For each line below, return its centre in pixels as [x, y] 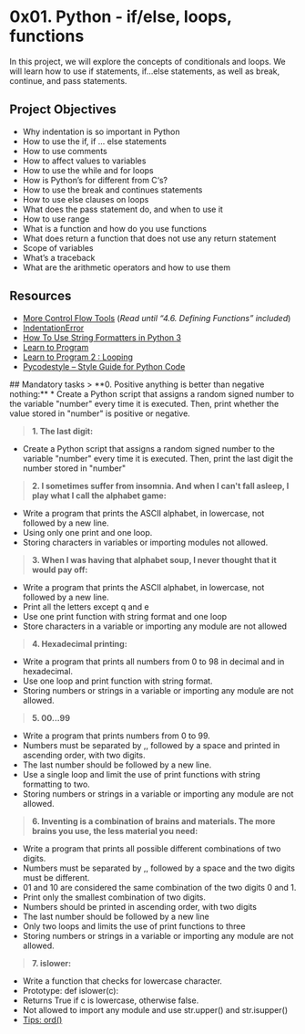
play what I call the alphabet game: [99, 496]
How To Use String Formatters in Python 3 [102, 337]
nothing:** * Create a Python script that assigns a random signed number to [152, 393]
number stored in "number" [74, 468]
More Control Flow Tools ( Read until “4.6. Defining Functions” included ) [157, 318]
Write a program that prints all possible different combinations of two [152, 848]
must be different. [56, 877]
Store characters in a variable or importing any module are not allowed [155, 626]
